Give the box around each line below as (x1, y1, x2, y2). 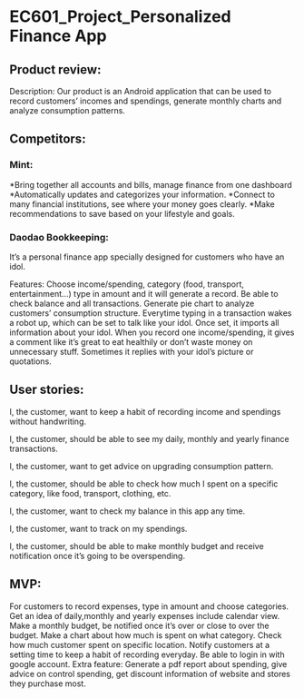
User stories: (9, 382, 84, 398)
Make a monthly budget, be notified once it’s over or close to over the (9, 620, 270, 631)
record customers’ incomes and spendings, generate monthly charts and (9, 95, 282, 106)
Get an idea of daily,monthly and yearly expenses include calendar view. (9, 610, 280, 621)
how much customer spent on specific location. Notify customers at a (9, 639, 270, 650)
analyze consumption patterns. (9, 105, 125, 115)
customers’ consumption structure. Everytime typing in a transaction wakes (9, 307, 292, 319)
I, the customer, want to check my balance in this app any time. (9, 506, 246, 516)
